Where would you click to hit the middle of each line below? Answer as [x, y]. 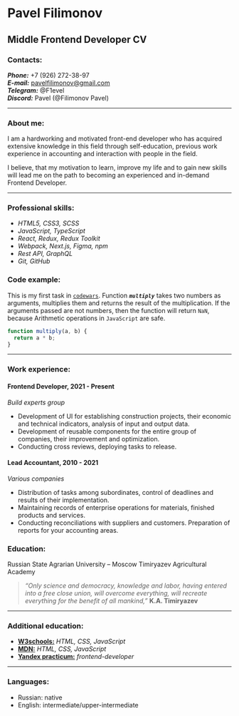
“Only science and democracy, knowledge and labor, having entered [126, 585]
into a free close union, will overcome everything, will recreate [116, 593]
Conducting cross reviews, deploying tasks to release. [97, 446]
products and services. [51, 515]
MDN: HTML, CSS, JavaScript [62, 649]
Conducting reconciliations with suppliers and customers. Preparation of [124, 523]
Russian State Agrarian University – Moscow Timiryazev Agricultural [107, 564]
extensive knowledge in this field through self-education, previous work [112, 146]
